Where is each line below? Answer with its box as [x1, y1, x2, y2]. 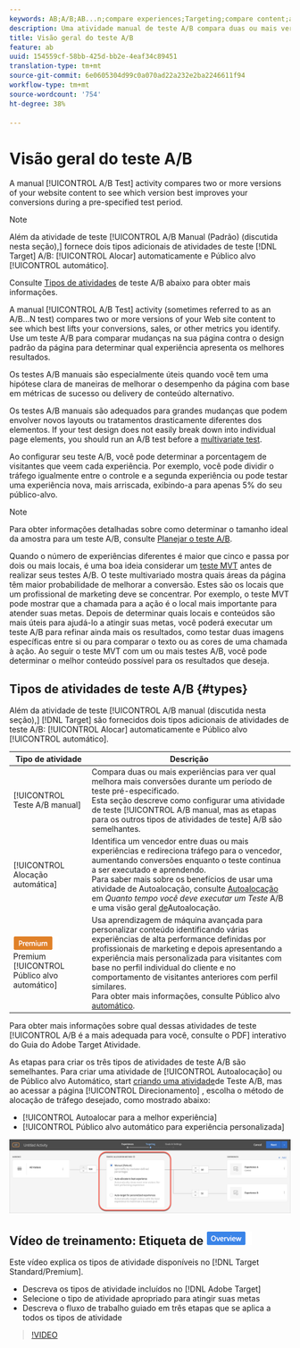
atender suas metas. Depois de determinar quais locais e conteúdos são [9, 608, 275, 619]
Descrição [169, 753, 209, 764]
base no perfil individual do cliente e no [91, 962, 237, 973]
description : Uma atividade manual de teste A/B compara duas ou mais [9, 23, 278, 33]
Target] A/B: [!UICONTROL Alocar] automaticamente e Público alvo [9, 250, 256, 261]
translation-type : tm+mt [9, 62, 102, 71]
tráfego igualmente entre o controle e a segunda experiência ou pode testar [9, 471, 288, 481]
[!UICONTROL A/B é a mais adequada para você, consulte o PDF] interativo [9, 1030, 287, 1040]
